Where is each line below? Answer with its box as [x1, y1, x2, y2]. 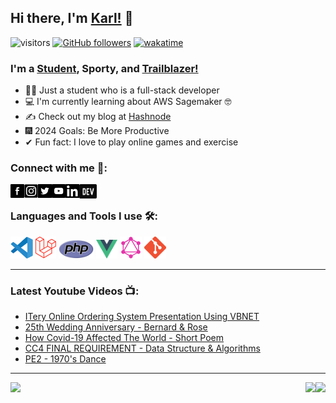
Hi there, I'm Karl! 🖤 [10, 10, 134, 27]
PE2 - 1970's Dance [24, 353, 107, 365]
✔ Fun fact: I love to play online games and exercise [24, 136, 239, 148]
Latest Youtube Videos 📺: [10, 284, 140, 298]
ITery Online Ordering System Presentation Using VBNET [24, 311, 260, 322]
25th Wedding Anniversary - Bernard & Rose [24, 321, 208, 333]
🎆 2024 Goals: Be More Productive [24, 125, 170, 137]
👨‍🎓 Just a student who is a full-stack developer [24, 84, 220, 96]
